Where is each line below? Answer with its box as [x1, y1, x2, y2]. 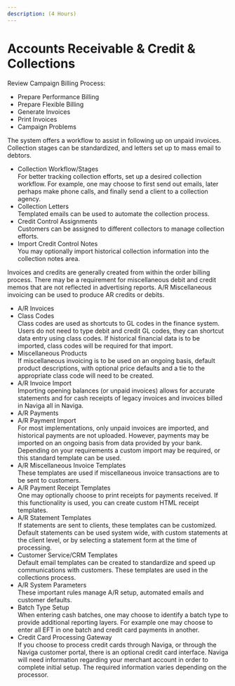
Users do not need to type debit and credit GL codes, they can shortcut [17, 326, 224, 335]
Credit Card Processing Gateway [17, 633, 112, 641]
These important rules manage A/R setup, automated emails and [17, 588, 204, 597]
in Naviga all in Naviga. [17, 401, 84, 409]
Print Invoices [17, 115, 58, 123]
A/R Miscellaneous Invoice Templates [17, 461, 126, 469]
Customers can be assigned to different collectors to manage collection [17, 224, 224, 233]
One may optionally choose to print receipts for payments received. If [17, 490, 219, 500]
